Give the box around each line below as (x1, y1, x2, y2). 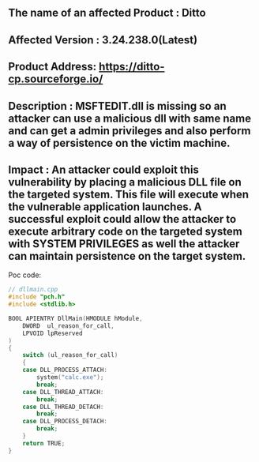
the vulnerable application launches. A (8, 200, 202, 213)
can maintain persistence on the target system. (8, 249, 246, 263)
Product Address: (8, 60, 97, 73)
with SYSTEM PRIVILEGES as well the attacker (8, 237, 240, 250)
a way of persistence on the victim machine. (8, 136, 231, 149)
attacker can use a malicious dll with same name (8, 111, 251, 125)
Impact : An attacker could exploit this (8, 163, 200, 176)
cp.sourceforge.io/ (8, 73, 103, 86)
